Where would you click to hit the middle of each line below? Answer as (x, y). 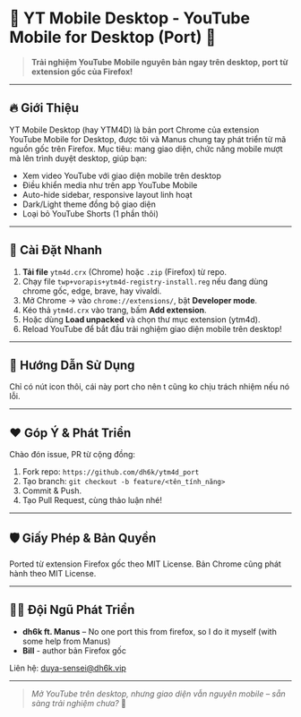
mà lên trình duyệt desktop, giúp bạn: (78, 158)
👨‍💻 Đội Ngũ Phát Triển (72, 610)
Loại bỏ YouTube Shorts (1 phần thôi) (90, 213)
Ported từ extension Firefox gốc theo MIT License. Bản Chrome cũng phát (146, 564)
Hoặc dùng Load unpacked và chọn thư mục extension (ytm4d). (141, 319)
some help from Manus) (66, 641)
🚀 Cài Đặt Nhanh (56, 250)
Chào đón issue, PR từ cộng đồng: (73, 455)
